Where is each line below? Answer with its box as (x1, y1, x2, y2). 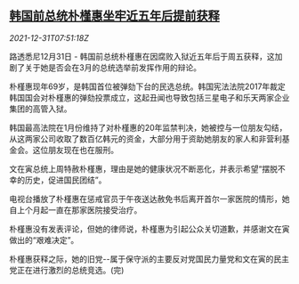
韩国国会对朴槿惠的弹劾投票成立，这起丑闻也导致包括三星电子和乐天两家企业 (9, 92, 290, 102)
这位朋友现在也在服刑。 (32, 144, 118, 155)
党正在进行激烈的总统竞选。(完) (9, 264, 125, 275)
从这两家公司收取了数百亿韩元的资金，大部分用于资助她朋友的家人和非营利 (9, 133, 282, 144)
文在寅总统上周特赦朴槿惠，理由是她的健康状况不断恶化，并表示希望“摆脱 (9, 163, 279, 174)
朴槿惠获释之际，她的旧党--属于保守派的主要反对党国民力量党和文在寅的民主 (9, 253, 289, 264)
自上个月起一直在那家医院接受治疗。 (9, 204, 142, 215)
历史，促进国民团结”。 (24, 174, 107, 185)
